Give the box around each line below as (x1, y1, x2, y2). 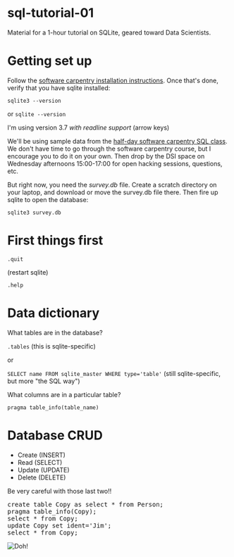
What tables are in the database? (7, 328, 104, 337)
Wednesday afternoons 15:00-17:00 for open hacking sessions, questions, (7, 159, 223, 168)
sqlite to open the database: (7, 195, 89, 204)
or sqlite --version (7, 109, 66, 118)
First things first (7, 232, 104, 249)
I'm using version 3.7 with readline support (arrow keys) (7, 123, 170, 132)
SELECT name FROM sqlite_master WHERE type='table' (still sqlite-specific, (7, 369, 221, 377)
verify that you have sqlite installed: (7, 83, 111, 92)
